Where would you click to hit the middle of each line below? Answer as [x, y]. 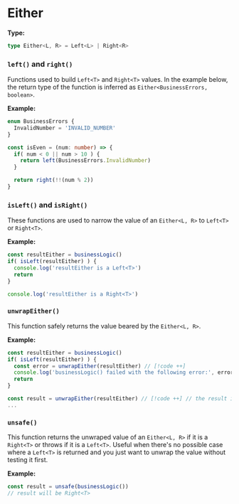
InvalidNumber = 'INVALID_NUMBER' [65, 128]
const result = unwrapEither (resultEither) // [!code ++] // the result [117, 399]
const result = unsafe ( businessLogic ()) [68, 487]
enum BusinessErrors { [41, 122]
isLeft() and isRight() [48, 205]
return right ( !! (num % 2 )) [54, 180]
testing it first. [28, 460]
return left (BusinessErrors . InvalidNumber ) [86, 161]
